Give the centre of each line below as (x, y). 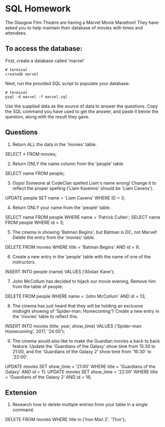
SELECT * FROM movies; (31, 154)
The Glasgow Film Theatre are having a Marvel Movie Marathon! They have (82, 22)
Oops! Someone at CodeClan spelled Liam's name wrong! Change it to (84, 183)
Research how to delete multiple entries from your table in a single (80, 405)
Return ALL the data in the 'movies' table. (55, 144)
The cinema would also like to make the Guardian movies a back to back (86, 341)
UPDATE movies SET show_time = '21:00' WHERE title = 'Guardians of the (80, 366)
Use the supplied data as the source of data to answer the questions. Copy (82, 106)
